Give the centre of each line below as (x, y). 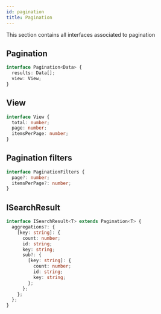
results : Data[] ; (33, 73)
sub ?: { (32, 255)
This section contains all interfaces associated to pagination (81, 34)
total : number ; (31, 122)
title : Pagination (29, 17)
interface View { (28, 117)
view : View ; (27, 79)
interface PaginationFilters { (46, 172)
